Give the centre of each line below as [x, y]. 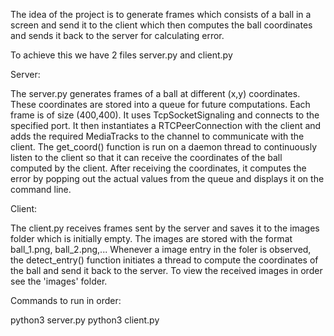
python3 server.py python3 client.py [85, 320]
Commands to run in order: [66, 300]
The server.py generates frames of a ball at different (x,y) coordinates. [155, 93]
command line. [41, 189]
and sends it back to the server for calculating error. [117, 35]
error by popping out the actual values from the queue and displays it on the [167, 178]
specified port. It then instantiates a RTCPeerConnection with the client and [166, 125]
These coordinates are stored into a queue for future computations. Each [160, 104]
